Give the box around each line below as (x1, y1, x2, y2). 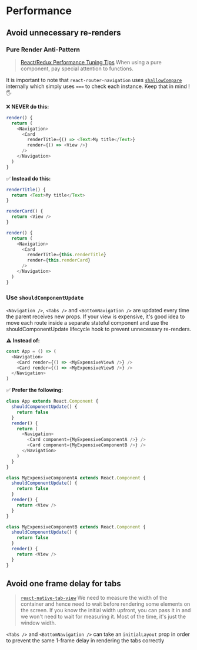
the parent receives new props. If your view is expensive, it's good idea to (6, 313, 185, 320)
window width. (20, 619, 56, 626)
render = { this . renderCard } (27, 257, 91, 263)
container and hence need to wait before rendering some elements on (20, 600, 191, 607)
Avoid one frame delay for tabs (6, 579, 122, 589)
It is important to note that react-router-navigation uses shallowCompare (6, 76, 182, 83)
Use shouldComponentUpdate (6, 293, 84, 302)
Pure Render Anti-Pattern (6, 45, 81, 54)
